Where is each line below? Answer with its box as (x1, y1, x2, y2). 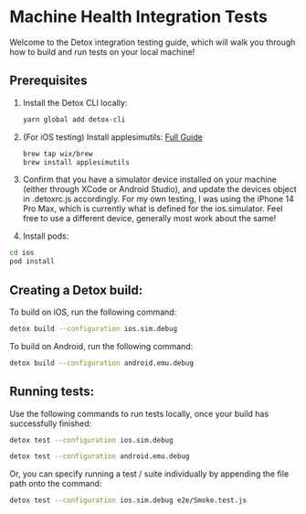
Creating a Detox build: (9, 282, 143, 298)
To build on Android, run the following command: (9, 340, 194, 351)
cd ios (9, 249, 35, 258)
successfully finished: (9, 418, 92, 429)
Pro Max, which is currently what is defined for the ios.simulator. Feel (22, 203, 283, 214)
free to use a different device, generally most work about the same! (22, 213, 277, 224)
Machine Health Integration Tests (9, 6, 268, 27)
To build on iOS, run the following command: (9, 306, 177, 317)
